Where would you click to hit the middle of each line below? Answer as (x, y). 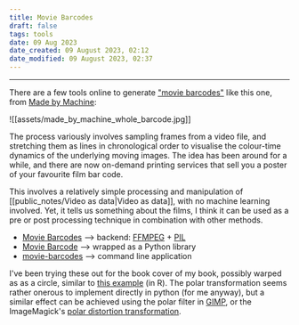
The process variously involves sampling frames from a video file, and (138, 136)
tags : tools (31, 34)
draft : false (33, 26)
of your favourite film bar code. (66, 174)
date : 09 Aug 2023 (43, 42)
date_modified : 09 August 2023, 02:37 (81, 59)
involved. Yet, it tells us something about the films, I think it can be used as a (149, 211)
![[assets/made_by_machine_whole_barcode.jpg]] (100, 119)
